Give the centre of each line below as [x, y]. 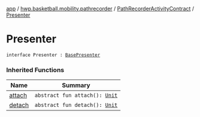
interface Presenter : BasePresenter [53, 55]
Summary [76, 85]
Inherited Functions [35, 70]
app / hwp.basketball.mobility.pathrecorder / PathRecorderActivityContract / [100, 9]
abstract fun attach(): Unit [76, 96]
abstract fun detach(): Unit [76, 105]
